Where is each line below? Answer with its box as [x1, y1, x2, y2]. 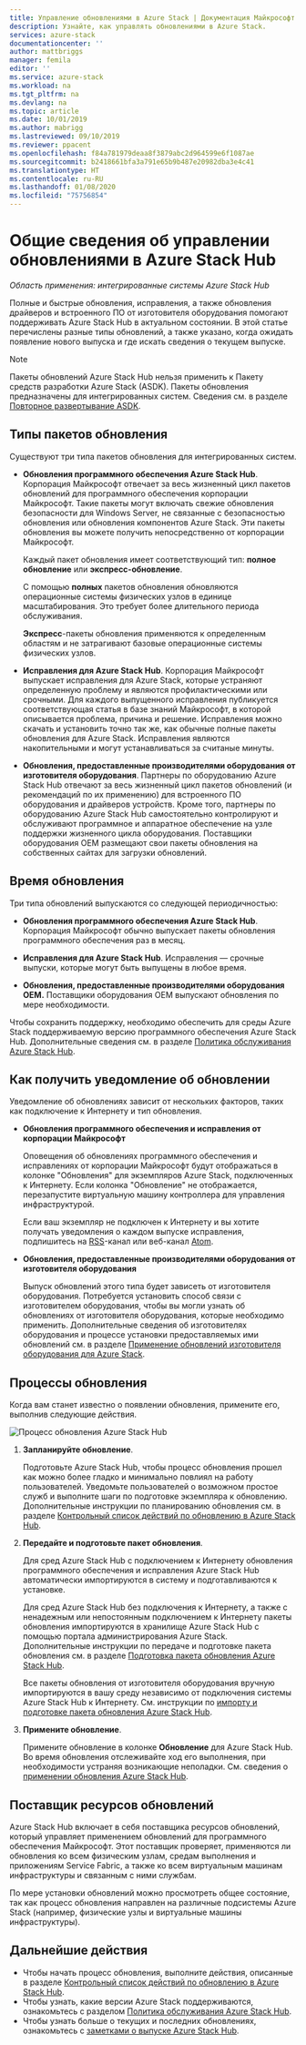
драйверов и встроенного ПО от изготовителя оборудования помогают [9, 307, 289, 318]
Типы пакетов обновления [9, 427, 168, 443]
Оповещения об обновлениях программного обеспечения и [22, 1151, 258, 1162]
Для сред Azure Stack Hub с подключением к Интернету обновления [22, 1555, 293, 1566]
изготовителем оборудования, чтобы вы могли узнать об [22, 1300, 246, 1311]
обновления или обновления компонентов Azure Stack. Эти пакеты [22, 516, 285, 528]
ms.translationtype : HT [9, 166, 100, 175]
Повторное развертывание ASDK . [9, 400, 141, 411]
